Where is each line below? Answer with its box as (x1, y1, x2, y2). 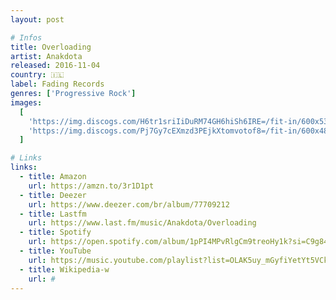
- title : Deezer (19, 190, 87, 200)
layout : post (10, 14, 65, 25)
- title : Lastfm (19, 209, 87, 219)
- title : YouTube (19, 246, 92, 256)
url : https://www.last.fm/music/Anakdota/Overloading (28, 218, 257, 228)
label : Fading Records (10, 79, 105, 90)
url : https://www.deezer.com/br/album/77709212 (28, 199, 230, 210)
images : (10, 97, 43, 108)
